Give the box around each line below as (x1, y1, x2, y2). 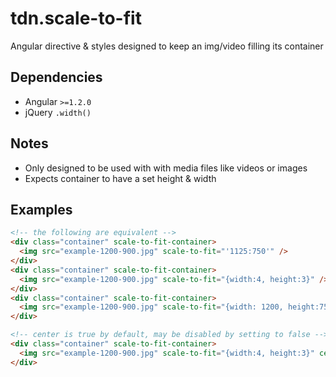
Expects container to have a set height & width (24, 172, 217, 184)
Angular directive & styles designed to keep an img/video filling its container (10, 40, 324, 52)
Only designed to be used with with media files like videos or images (24, 162, 308, 174)
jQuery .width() (24, 106, 92, 118)
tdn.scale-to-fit (10, 7, 142, 30)
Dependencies (10, 69, 103, 86)
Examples (10, 201, 73, 218)
